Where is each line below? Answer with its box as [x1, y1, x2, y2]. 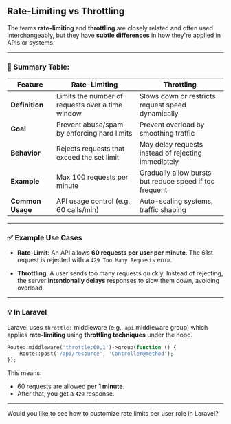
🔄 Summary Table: [7, 62, 70, 72]
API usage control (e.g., [56, 196, 133, 206]
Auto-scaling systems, [140, 196, 213, 206]
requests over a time [56, 100, 122, 109]
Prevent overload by [140, 120, 205, 129]
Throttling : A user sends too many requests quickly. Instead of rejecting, [16, 269, 223, 277]
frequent [140, 185, 168, 195]
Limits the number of [56, 92, 124, 101]
